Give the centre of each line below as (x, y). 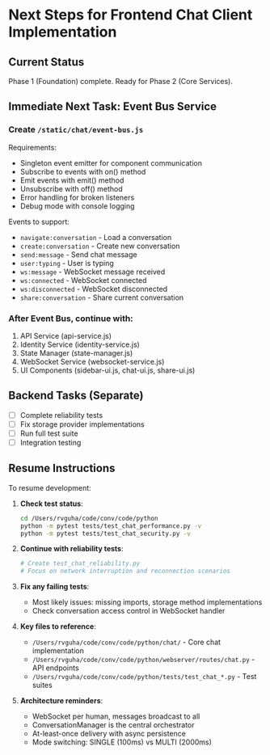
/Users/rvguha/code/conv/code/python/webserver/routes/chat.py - (143, 660)
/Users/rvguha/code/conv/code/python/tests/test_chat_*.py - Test (144, 677)
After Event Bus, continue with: (71, 318)
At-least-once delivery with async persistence (109, 734)
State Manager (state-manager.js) (76, 352)
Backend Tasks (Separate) (76, 396)
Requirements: (32, 147)
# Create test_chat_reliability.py (80, 563)
